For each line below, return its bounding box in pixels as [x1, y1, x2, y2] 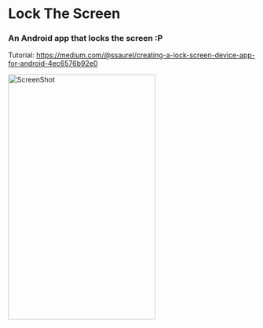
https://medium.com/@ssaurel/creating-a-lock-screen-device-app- [36, 50, 255, 60]
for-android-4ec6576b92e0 [8, 59, 98, 68]
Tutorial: [8, 50, 35, 60]
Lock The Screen [8, 5, 121, 23]
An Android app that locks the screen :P [8, 33, 163, 44]
